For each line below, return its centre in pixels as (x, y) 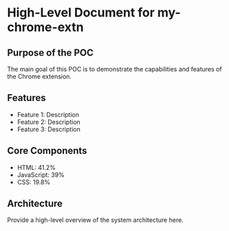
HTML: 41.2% (36, 167)
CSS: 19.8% (34, 182)
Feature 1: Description (48, 114)
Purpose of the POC (51, 53)
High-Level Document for (81, 13)
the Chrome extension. (40, 76)
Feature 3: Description (48, 129)
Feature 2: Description (48, 122)
